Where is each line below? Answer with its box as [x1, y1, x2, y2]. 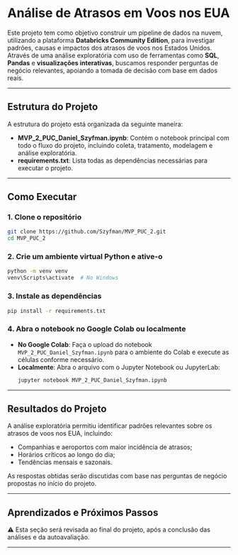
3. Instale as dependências [7, 291, 102, 301]
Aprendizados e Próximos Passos [7, 506, 159, 519]
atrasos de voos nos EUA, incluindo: [7, 429, 113, 438]
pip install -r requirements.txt [7, 307, 106, 314]
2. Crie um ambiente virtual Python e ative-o [7, 252, 163, 262]
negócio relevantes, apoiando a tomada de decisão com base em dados [7, 66, 218, 75]
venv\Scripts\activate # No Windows [7, 275, 119, 282]
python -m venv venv [7, 268, 69, 275]
